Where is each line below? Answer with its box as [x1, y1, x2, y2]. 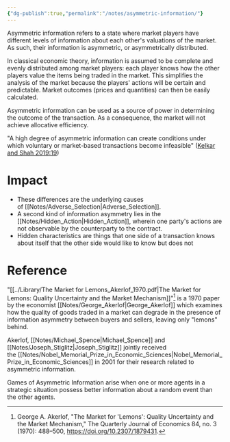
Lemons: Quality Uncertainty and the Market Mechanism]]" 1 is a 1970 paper [7, 292, 220, 302]
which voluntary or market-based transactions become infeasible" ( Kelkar [7, 141, 216, 149]
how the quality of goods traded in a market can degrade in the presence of [7, 309, 221, 317]
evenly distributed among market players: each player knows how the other [7, 64, 220, 72]
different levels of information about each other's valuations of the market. [7, 36, 217, 44]
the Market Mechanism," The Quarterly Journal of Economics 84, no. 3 [16, 420, 217, 428]
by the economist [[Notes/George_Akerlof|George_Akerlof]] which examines [7, 301, 222, 309]
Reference [7, 263, 67, 278]
